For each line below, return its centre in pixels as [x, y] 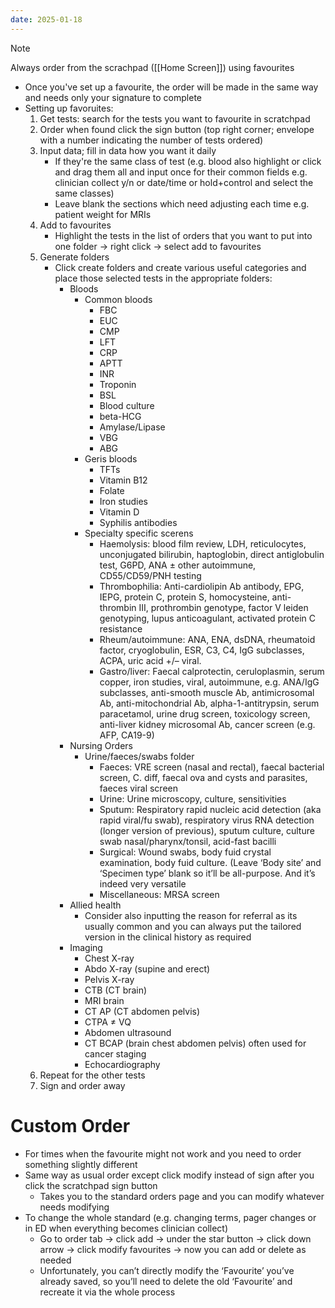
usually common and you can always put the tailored [193, 926]
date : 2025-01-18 [46, 19]
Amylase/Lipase [132, 427]
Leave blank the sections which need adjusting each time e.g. [182, 203]
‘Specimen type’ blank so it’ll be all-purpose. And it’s [207, 873]
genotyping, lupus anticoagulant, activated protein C [208, 618]
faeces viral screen [138, 788]
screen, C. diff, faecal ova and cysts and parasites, [203, 777]
